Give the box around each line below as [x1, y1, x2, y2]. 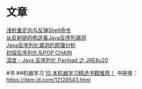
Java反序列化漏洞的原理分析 [6, 41, 76, 49]
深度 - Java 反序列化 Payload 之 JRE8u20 [6, 57, 108, 64]
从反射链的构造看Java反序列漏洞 [6, 34, 87, 41]
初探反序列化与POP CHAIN [6, 49, 72, 56]
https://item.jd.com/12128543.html [6, 76, 91, 83]
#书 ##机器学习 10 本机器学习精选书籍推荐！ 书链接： [6, 69, 138, 76]
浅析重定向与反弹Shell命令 [6, 26, 71, 34]
